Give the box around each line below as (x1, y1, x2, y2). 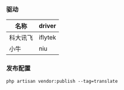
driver (39, 22, 56, 30)
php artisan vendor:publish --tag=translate (6, 78, 118, 84)
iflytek (39, 33, 56, 42)
